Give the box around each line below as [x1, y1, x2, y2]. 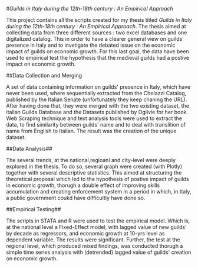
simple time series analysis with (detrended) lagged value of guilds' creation [6, 248, 192, 256]
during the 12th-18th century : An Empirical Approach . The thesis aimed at [6, 23, 187, 30]
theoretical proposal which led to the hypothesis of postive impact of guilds [6, 176, 190, 182]
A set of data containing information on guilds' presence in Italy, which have [6, 83, 190, 91]
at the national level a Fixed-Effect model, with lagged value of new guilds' [6, 224, 187, 230]
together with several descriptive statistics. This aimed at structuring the [6, 169, 182, 176]
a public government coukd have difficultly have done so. [6, 195, 146, 201]
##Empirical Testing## [6, 206, 61, 212]
